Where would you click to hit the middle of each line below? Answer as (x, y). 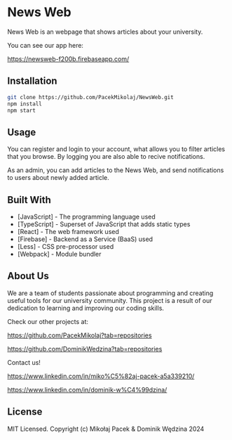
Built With (29, 200)
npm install (25, 104)
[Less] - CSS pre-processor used (66, 246)
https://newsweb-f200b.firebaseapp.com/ (68, 59)
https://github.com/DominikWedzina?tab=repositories (85, 349)
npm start (22, 110)
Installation (32, 81)
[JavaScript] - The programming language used (86, 216)
